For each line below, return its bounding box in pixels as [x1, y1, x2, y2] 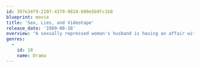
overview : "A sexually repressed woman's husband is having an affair [6, 31, 185, 37]
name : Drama [17, 53, 46, 59]
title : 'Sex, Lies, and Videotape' [6, 20, 95, 25]
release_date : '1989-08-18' [6, 25, 76, 31]
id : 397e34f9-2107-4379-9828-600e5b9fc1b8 [6, 8, 113, 15]
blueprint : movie [6, 14, 49, 20]
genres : [6, 36, 26, 42]
